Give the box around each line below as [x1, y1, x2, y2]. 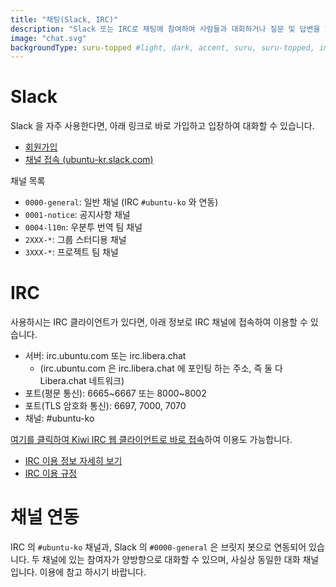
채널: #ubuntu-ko [24, 412, 95, 425]
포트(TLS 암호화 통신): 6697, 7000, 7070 [24, 400, 187, 412]
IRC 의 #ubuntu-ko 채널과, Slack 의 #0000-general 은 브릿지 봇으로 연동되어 [10, 541, 307, 553]
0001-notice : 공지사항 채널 [24, 209, 131, 221]
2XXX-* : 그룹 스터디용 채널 [24, 234, 127, 246]
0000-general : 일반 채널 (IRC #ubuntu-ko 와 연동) [24, 196, 219, 208]
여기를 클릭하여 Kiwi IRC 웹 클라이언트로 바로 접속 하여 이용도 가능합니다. [10, 434, 293, 446]
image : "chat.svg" [10, 33, 87, 43]
